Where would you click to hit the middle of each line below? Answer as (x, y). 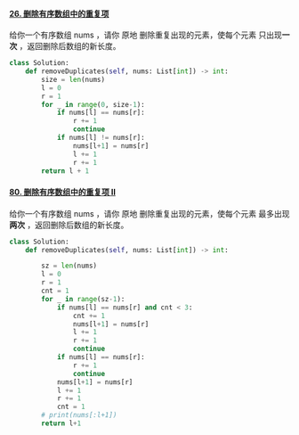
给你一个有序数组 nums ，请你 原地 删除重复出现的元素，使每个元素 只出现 (145, 35)
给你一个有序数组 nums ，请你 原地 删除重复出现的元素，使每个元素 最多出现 (149, 213)
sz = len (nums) (69, 266)
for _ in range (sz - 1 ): (83, 299)
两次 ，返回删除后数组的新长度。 (69, 225)
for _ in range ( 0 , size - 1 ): (93, 104)
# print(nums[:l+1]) (79, 415)
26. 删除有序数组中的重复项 (59, 13)
